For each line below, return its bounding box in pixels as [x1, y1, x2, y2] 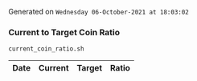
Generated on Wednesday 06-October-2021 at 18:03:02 [8, 7, 189, 16]
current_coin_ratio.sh [8, 45, 84, 53]
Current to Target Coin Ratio [8, 26, 121, 38]
